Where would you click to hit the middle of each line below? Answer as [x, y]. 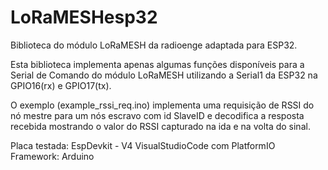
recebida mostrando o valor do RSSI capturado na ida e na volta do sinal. [160, 126]
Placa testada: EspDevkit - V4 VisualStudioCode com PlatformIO [143, 145]
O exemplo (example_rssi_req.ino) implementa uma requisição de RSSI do [162, 105]
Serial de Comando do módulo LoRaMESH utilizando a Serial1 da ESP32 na [164, 75]
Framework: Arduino [52, 156]
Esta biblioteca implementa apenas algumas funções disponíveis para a [157, 64]
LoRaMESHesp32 [84, 17]
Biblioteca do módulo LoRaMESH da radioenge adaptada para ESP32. [154, 45]
